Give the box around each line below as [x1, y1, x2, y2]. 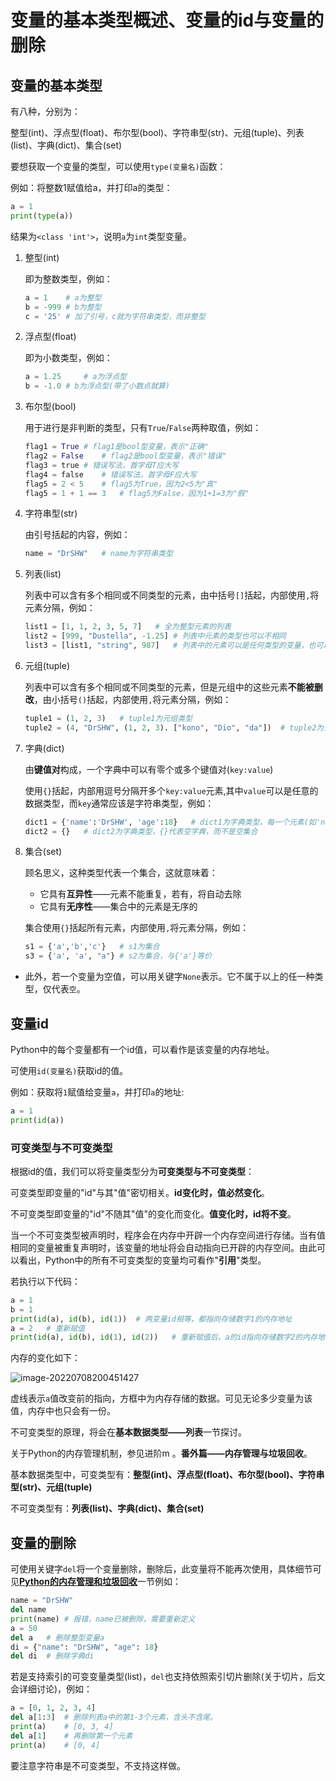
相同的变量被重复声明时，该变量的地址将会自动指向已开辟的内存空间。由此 [10, 1241, 317, 1253]
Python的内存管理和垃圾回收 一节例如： [19, 1576, 182, 1588]
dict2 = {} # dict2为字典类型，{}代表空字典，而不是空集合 [24, 826, 258, 836]
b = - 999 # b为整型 [24, 302, 102, 312]
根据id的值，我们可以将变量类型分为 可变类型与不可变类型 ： [10, 1165, 255, 1177]
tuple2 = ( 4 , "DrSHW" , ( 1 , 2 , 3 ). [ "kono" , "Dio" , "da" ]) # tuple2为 [24, 722, 325, 733]
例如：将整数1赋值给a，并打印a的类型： [10, 182, 173, 193]
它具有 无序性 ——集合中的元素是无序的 [39, 901, 198, 913]
